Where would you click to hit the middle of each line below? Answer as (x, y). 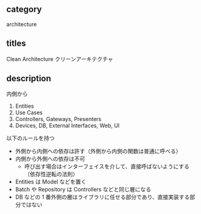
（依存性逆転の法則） (51, 174)
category (24, 9)
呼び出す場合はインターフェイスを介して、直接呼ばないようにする (107, 166)
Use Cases (29, 113)
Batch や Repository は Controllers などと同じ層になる (83, 190)
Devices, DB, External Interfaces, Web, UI (68, 126)
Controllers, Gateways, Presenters (58, 119)
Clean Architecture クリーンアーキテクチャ (60, 59)
